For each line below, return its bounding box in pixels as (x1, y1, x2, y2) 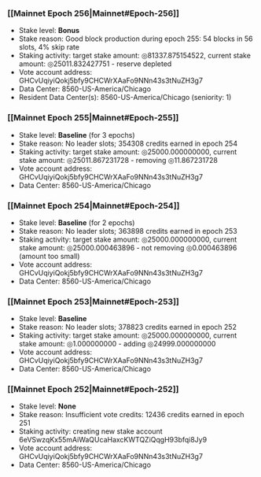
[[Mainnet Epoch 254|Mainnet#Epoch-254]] (7, 200, 180, 211)
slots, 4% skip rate (18, 43, 80, 52)
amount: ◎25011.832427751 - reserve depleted (18, 59, 172, 68)
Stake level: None (18, 401, 76, 411)
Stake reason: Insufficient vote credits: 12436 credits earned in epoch (18, 410, 244, 420)
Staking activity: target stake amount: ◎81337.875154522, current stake (18, 51, 251, 61)
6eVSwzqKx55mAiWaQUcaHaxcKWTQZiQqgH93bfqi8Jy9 (18, 435, 208, 445)
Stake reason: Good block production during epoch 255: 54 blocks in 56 (18, 34, 253, 43)
